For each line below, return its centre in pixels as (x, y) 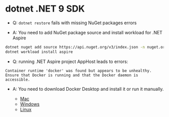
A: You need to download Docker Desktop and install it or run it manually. (88, 89)
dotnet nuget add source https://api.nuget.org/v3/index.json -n (75, 47)
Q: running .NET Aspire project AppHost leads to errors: (70, 62)
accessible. (18, 79)
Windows (30, 104)
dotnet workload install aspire (39, 52)
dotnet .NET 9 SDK (45, 9)
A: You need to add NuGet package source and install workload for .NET (87, 32)
